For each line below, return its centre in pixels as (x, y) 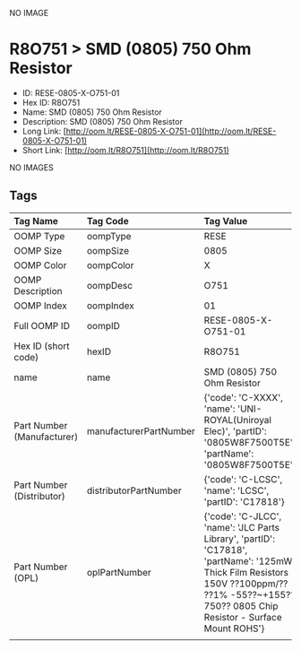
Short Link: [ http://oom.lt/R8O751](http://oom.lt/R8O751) (126, 150)
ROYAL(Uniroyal (237, 420)
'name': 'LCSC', (236, 490)
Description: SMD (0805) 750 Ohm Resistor (103, 121)
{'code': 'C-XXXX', (244, 397)
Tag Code (107, 221)
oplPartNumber (119, 572)
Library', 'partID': (240, 539)
